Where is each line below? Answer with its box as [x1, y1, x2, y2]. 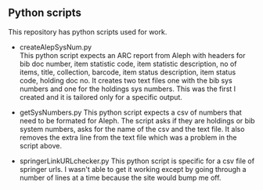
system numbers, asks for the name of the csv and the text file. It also [19, 124, 245, 133]
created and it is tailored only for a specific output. [19, 92, 182, 101]
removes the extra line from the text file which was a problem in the [19, 133, 237, 142]
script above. [19, 141, 63, 150]
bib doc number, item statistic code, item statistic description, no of [19, 59, 237, 68]
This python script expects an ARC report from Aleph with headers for [19, 50, 246, 60]
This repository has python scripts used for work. [8, 27, 168, 36]
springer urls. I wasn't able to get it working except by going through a [19, 164, 247, 174]
